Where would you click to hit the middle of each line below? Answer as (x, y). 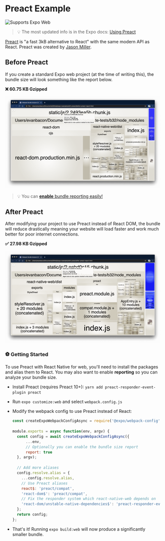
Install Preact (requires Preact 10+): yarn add (57, 387)
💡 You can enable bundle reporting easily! (60, 196)
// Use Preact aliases (45, 483)
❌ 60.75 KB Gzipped (26, 89)
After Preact (24, 212)
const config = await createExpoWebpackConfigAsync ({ (73, 437)
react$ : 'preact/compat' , (48, 488)
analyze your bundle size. (31, 377)
